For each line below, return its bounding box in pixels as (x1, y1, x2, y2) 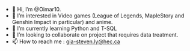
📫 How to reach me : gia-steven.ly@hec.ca (11, 38, 120, 45)
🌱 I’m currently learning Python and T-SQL (11, 25, 117, 32)
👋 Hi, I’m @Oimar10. (11, 6, 61, 13)
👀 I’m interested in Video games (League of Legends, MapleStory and (11, 12, 185, 19)
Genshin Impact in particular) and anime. (11, 19, 113, 25)
